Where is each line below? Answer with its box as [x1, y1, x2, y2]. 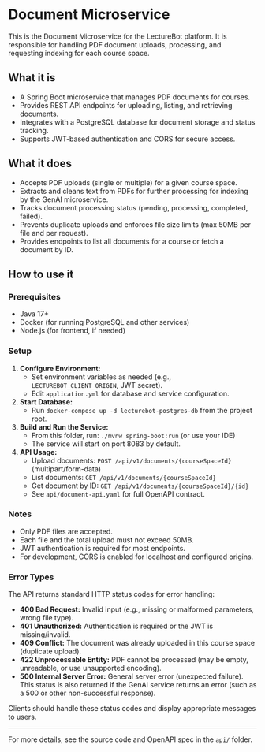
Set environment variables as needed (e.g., [31, 372, 172, 382]
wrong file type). [19, 613, 73, 623]
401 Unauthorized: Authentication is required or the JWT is [19, 621, 214, 631]
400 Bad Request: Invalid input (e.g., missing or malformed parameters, [19, 605, 255, 614]
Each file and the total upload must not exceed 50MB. [19, 534, 195, 545]
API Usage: [19, 447, 58, 456]
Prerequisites [8, 291, 61, 302]
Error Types [8, 571, 54, 583]
